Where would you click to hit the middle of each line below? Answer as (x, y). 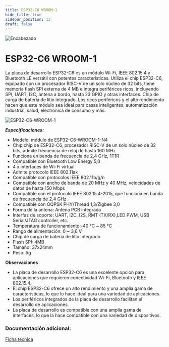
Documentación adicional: (38, 328)
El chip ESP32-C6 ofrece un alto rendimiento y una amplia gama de (82, 288)
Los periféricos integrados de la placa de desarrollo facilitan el (77, 299)
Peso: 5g (22, 253)
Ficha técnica (19, 339)
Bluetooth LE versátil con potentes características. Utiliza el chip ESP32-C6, (84, 78)
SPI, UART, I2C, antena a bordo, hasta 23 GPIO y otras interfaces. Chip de (82, 95)
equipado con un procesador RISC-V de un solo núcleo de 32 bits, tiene (80, 83)
